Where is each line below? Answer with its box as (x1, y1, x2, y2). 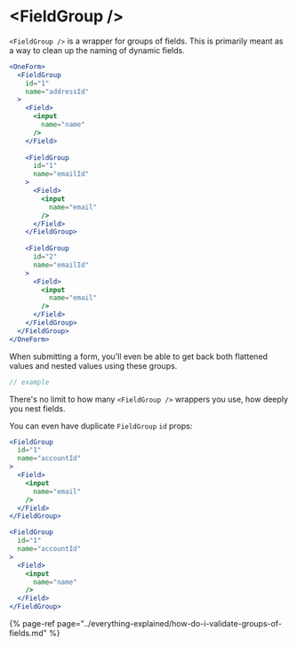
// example (9, 378, 50, 387)
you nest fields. (9, 403, 66, 414)
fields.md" (9, 628, 47, 639)
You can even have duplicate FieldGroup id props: (9, 420, 193, 431)
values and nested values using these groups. (9, 360, 178, 371)
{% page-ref (9, 618, 55, 629)
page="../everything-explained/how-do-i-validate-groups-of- (56, 618, 283, 629)
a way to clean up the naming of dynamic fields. (9, 44, 185, 55)
